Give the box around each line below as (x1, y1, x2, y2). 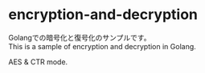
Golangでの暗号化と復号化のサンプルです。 (8, 33, 151, 42)
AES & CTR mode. (8, 57, 68, 67)
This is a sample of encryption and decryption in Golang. (8, 41, 197, 51)
